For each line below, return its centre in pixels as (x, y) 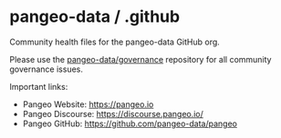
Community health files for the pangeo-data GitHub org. (115, 42)
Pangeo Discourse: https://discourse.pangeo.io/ (113, 113)
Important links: (39, 86)
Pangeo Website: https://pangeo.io (88, 104)
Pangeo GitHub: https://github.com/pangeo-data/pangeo (130, 123)
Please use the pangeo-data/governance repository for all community (140, 59)
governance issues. (47, 69)
